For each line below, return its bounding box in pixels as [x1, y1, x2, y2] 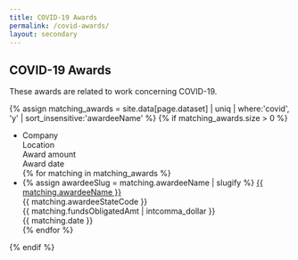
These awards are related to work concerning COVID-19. [9, 86, 218, 97]
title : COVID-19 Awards [9, 12, 98, 22]
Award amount [21, 149, 77, 160]
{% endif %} [9, 242, 55, 253]
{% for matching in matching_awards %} [21, 168, 171, 179]
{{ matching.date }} [21, 215, 94, 226]
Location [21, 140, 55, 150]
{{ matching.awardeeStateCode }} [21, 197, 148, 207]
